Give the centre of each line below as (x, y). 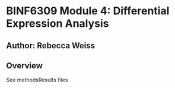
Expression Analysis (58, 23)
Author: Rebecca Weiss (51, 45)
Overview (25, 66)
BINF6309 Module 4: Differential (88, 11)
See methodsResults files (37, 80)
